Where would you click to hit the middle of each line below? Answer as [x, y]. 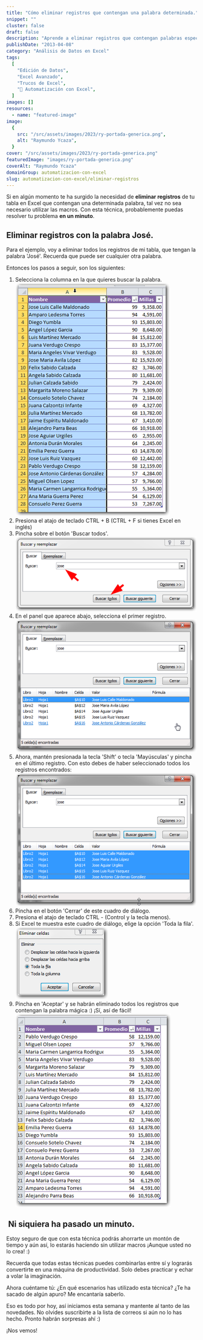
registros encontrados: [43, 770]
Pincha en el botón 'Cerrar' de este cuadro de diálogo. [83, 911]
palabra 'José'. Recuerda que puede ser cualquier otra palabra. [85, 256]
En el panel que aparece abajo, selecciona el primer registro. [91, 616]
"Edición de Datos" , [43, 70]
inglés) [24, 527]
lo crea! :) [18, 1252]
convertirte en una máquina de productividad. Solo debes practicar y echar [100, 1270]
